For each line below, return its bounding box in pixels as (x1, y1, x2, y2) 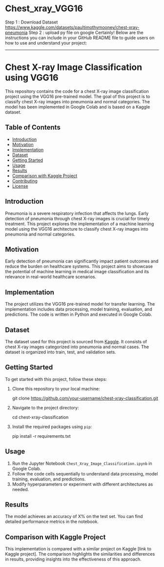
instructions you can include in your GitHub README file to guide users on (5, 35, 155, 41)
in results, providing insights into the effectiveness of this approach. (5, 556, 142, 562)
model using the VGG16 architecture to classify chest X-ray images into (5, 226, 148, 232)
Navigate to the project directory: (12, 404, 79, 410)
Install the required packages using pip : (12, 424, 92, 429)
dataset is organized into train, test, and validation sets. (5, 349, 116, 355)
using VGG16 (5, 72, 59, 83)
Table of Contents (5, 123, 61, 132)
